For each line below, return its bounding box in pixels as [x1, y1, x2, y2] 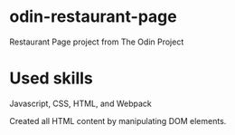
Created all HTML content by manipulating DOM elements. [9, 115, 227, 126]
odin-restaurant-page [9, 6, 178, 27]
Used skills [9, 68, 93, 89]
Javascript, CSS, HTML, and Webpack [9, 98, 152, 109]
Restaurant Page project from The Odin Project [9, 36, 184, 47]
